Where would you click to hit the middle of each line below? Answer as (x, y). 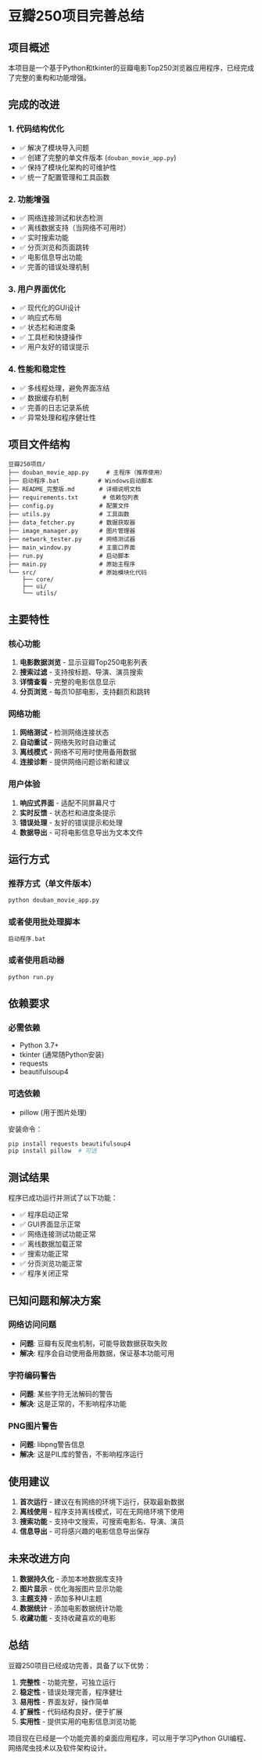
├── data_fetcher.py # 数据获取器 (72, 523)
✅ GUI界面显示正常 (50, 1224)
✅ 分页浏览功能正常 (51, 1263)
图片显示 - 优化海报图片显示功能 (71, 1589)
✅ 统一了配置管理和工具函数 (65, 177)
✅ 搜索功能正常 (44, 1254)
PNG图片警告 (33, 1427)
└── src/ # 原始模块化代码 (77, 573)
